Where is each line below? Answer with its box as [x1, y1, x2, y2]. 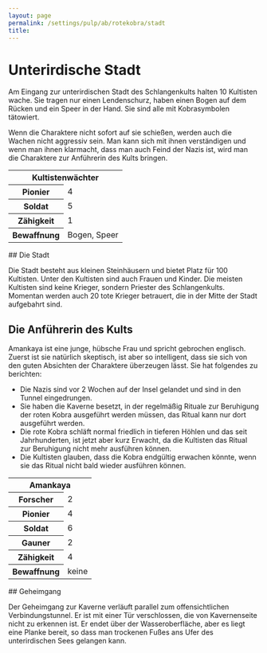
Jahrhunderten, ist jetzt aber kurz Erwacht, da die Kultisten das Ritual [19, 436, 248, 445]
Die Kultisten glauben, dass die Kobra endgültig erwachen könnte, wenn [19, 452, 257, 462]
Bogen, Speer [67, 229, 119, 240]
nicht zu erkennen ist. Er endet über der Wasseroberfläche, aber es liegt [8, 619, 245, 629]
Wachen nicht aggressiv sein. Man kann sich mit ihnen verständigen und [8, 136, 246, 146]
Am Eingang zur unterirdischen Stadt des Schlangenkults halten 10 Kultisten [8, 87, 257, 96]
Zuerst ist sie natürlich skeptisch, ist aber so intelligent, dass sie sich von [8, 352, 248, 362]
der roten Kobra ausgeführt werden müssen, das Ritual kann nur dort [19, 410, 246, 420]
